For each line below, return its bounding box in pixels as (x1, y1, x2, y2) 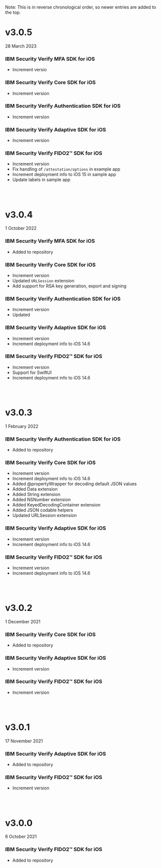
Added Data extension (12, 486, 58, 492)
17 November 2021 (5, 738, 43, 744)
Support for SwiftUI (12, 369, 52, 375)
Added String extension (12, 492, 61, 498)
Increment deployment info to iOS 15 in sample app (12, 172, 116, 178)
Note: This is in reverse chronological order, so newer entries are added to (5, 4, 157, 10)
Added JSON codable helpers (12, 507, 73, 513)
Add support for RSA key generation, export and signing (12, 283, 127, 289)
